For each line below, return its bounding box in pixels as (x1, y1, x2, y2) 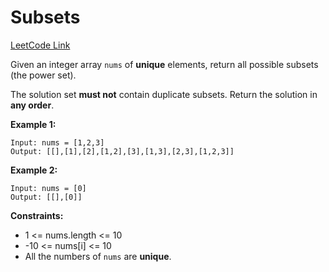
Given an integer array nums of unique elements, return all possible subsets (10, 58, 319, 70)
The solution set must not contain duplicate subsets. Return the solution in (10, 88, 318, 100)
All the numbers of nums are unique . (24, 250, 172, 262)
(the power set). (10, 69, 77, 81)
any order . (10, 99, 55, 111)
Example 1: (10, 118, 57, 130)
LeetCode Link (10, 39, 71, 51)
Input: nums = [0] (10, 183, 87, 193)
